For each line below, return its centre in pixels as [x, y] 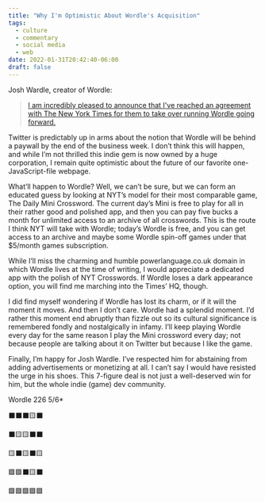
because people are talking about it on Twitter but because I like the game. [130, 343]
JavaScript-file [33, 171]
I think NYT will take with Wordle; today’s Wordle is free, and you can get [127, 228]
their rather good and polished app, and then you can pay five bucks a [123, 212]
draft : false [30, 67]
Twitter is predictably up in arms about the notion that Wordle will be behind [132, 137]
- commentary [37, 38]
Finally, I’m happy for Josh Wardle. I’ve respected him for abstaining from [128, 358]
